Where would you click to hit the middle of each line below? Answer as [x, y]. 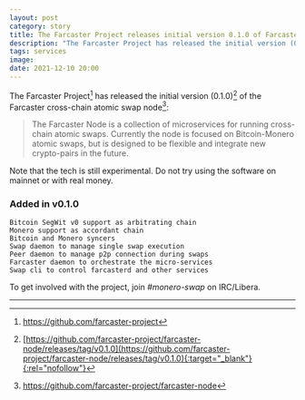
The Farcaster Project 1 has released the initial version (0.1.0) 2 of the [135, 94]
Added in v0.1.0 [44, 204]
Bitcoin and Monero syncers [63, 239]
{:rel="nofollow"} [54, 368]
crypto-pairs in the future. [80, 153]
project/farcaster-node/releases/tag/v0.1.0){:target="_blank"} [137, 358]
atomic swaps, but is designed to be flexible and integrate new [148, 144]
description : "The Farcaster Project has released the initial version [148, 43]
